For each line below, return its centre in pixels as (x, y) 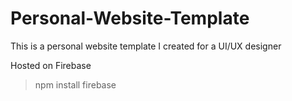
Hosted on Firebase (51, 65)
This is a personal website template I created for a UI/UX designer (146, 46)
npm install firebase (75, 84)
